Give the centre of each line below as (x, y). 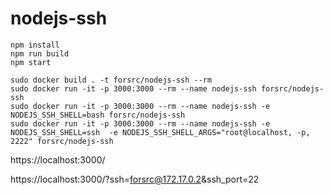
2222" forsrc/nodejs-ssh (62, 141)
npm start (31, 62)
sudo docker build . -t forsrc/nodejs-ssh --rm (111, 80)
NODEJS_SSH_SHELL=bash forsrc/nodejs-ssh (98, 115)
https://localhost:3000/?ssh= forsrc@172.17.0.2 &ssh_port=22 (135, 179)
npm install (35, 45)
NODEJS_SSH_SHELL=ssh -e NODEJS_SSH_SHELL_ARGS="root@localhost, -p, (160, 132)
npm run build (40, 53)
